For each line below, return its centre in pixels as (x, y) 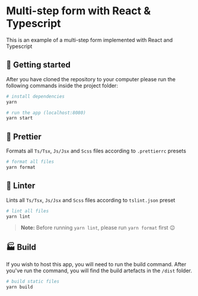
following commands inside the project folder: (62, 85)
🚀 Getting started (39, 65)
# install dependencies (36, 96)
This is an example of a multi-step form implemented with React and (90, 40)
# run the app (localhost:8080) (46, 113)
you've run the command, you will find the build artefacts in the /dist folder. (99, 270)
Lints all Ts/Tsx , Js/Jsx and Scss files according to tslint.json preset (91, 200)
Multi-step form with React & (79, 11)
